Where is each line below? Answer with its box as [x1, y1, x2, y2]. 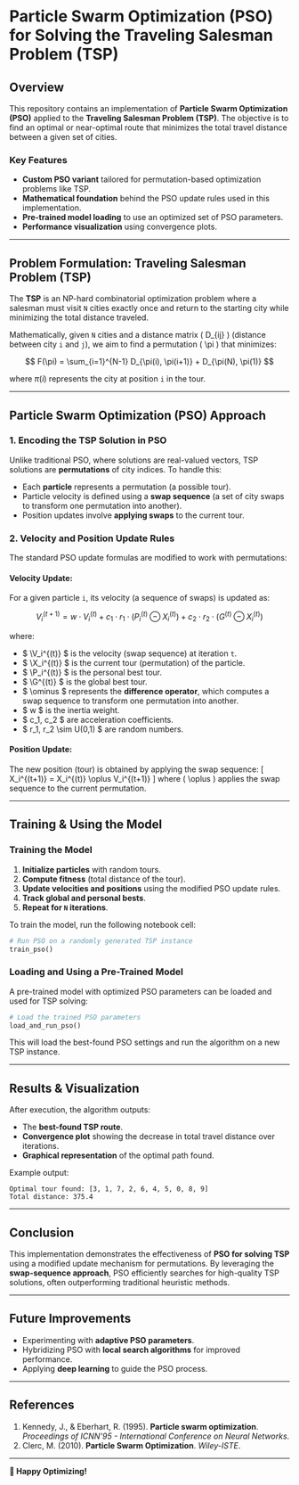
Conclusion [9, 1225, 75, 1240]
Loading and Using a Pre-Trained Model [9, 965, 184, 978]
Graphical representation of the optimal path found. [21, 1150, 215, 1161]
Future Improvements [9, 1311, 132, 1326]
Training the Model [9, 844, 93, 857]
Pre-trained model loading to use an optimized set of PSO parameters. [21, 212, 284, 223]
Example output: [9, 1168, 69, 1178]
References [9, 1398, 75, 1413]
